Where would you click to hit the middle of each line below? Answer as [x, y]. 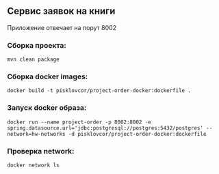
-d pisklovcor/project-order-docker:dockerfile [137, 134]
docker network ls [33, 165]
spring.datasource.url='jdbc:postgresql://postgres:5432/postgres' [105, 128]
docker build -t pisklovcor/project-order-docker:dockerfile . [99, 91]
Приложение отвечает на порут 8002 [62, 27]
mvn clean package [33, 60]
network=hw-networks [37, 134]
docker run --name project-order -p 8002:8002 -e [79, 122]
